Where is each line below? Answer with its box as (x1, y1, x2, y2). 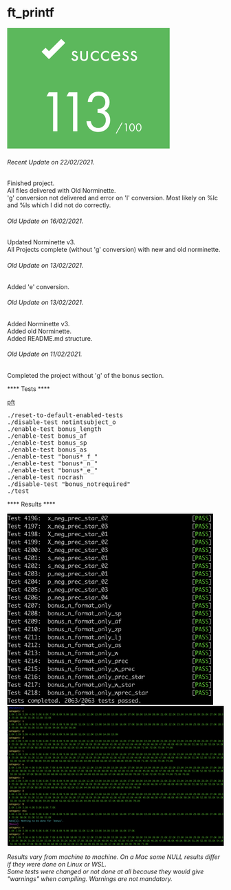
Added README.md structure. (7, 334, 93, 342)
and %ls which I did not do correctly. (7, 201, 111, 209)
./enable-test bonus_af (7, 432, 87, 440)
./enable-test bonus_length (7, 425, 102, 433)
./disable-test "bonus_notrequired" (7, 480, 131, 488)
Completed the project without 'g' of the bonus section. (7, 371, 164, 379)
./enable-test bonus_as (7, 445, 87, 454)
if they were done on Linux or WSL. (7, 860, 107, 868)
